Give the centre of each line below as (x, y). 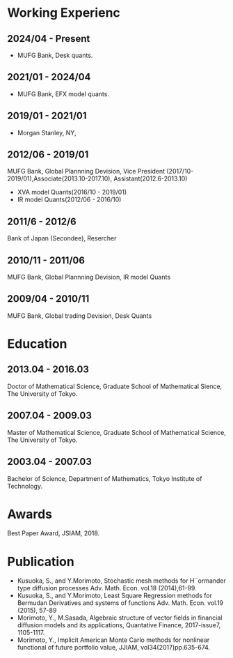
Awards (30, 514)
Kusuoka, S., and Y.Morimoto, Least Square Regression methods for (114, 596)
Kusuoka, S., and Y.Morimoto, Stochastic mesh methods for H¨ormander (121, 581)
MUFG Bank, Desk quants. (55, 55)
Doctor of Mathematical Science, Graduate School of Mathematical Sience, (115, 386)
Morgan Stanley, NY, (47, 132)
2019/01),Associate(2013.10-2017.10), (60, 178)
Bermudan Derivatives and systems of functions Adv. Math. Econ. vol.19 (120, 603)
